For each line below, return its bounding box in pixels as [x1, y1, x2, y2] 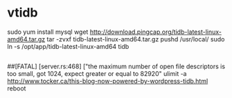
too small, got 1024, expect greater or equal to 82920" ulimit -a [7, 70, 187, 78]
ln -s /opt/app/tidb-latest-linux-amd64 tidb [7, 42, 130, 50]
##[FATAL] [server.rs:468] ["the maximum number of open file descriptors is [7, 62, 226, 70]
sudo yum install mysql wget [7, 28, 89, 36]
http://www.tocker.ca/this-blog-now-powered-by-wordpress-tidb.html [7, 77, 208, 86]
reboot [7, 84, 26, 92]
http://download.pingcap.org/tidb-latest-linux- [89, 28, 222, 36]
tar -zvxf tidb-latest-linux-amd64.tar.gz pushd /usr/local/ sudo [46, 35, 225, 43]
